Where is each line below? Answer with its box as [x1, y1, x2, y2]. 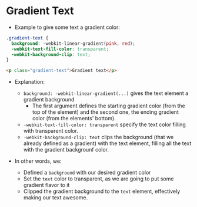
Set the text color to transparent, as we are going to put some [23, 175, 174, 182]
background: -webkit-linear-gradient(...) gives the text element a [23, 90, 189, 97]
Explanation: [14, 78, 45, 86]
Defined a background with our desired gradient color [23, 169, 151, 176]
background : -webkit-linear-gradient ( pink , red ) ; [11, 40, 135, 47]
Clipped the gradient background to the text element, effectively [23, 188, 181, 195]
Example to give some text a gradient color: [14, 24, 121, 31]
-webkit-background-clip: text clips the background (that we [23, 134, 174, 141]
